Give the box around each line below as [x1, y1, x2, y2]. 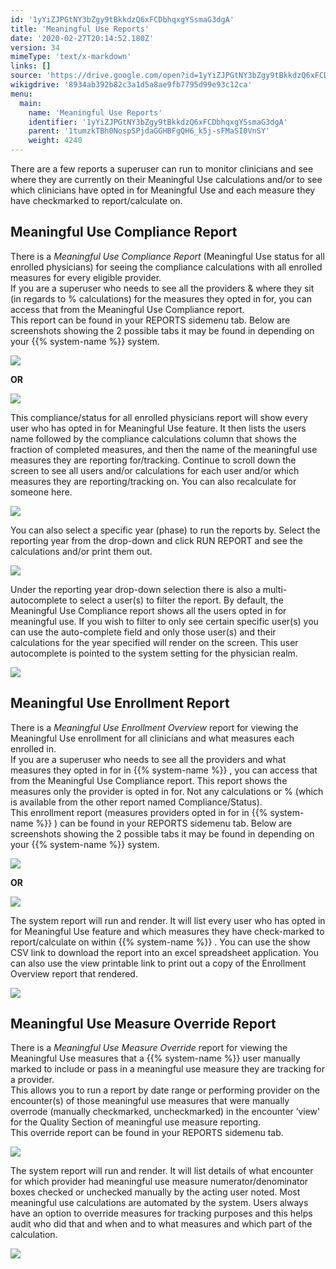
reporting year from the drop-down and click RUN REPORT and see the [10, 534, 303, 546]
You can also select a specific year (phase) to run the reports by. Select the [10, 524, 321, 536]
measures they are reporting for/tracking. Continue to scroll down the [10, 454, 297, 466]
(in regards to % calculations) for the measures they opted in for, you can [10, 292, 312, 305]
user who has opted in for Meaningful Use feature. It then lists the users [10, 422, 307, 434]
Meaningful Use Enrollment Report [10, 695, 230, 712]
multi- [262, 583, 288, 595]
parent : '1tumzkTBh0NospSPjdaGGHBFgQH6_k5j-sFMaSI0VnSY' [28, 126, 271, 136]
